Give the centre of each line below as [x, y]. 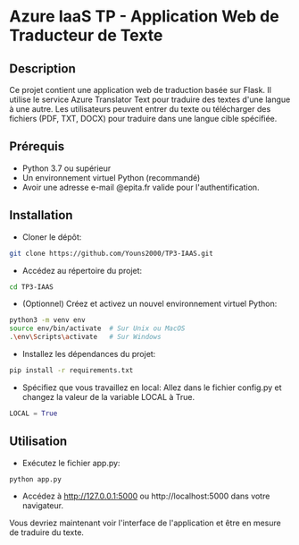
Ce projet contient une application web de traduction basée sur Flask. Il [141, 90]
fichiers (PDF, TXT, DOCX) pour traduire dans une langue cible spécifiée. [143, 119]
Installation [41, 215]
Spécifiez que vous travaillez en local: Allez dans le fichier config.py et [152, 387]
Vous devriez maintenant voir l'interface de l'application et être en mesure [145, 523]
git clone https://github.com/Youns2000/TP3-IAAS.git [112, 253]
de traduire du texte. [47, 532]
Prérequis [37, 146]
